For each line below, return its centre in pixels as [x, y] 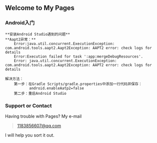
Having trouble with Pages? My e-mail [44, 116]
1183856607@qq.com [39, 125]
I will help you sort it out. [30, 135]
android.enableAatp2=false [56, 88]
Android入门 [20, 23]
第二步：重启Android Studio [40, 93]
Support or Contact [29, 105]
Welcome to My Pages [40, 8]
